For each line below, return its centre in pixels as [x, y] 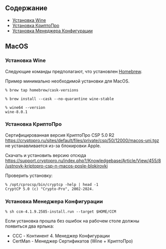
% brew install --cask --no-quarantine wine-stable [59, 99]
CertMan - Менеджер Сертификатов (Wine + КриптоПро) [73, 241]
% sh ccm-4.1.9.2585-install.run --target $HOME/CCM [61, 212]
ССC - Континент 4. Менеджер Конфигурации [61, 236]
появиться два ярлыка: [30, 226]
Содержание [27, 8]
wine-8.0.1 [16, 112]
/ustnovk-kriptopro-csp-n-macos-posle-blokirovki [56, 166]
